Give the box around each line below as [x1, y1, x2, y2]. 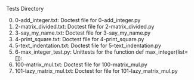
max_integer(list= [145, 48, 188, 56]
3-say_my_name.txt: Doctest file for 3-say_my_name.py [14, 29, 151, 36]
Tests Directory [6, 5, 44, 12]
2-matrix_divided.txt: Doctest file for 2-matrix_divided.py [14, 23, 155, 30]
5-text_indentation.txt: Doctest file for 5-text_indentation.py [14, 42, 161, 49]
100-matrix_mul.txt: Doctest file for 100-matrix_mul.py [14, 61, 147, 68]
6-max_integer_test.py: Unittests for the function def [14, 48, 144, 56]
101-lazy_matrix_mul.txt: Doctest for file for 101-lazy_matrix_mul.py [14, 67, 178, 74]
